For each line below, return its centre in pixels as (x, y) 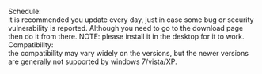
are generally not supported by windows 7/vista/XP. (93, 61)
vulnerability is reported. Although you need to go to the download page (126, 28)
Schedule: (25, 11)
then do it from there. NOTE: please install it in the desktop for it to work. (126, 36)
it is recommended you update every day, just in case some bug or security (131, 20)
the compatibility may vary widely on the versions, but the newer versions (129, 53)
